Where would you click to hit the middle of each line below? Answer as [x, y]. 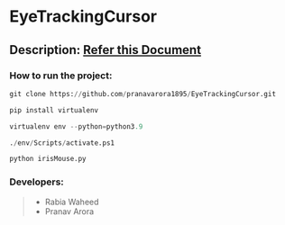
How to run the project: [61, 76]
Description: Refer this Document [105, 50]
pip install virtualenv [54, 110]
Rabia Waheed [72, 202]
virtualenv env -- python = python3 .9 [76, 126]
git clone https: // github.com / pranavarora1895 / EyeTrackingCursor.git [143, 94]
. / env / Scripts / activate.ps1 [62, 143]
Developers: [37, 182]
